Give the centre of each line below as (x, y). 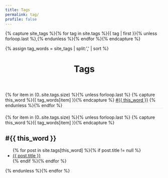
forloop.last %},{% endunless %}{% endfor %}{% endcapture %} (73, 39)
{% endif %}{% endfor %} (39, 161)
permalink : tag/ (22, 15)
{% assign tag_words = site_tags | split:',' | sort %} (57, 49)
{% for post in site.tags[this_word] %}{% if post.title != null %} (77, 150)
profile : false (21, 19)
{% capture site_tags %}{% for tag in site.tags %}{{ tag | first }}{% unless (81, 34)
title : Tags (18, 10)
